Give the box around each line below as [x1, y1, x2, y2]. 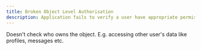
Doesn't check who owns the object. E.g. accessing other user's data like [6, 30, 187, 37]
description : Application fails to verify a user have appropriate [6, 14, 178, 20]
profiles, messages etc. [6, 37, 64, 44]
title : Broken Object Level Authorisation [6, 8, 114, 15]
